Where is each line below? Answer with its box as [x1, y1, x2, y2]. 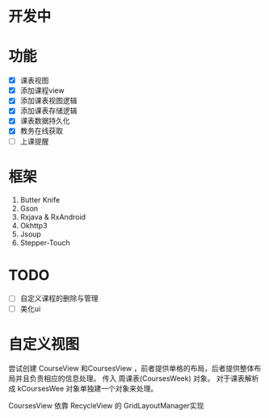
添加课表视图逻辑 [19, 96, 78, 106]
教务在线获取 [19, 126, 63, 136]
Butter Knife [19, 194, 61, 204]
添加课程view [19, 86, 65, 95]
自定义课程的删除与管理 [19, 294, 99, 303]
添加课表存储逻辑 [19, 106, 78, 115]
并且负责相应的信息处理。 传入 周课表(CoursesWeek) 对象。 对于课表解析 [15, 373, 259, 383]
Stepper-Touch [19, 237, 70, 247]
